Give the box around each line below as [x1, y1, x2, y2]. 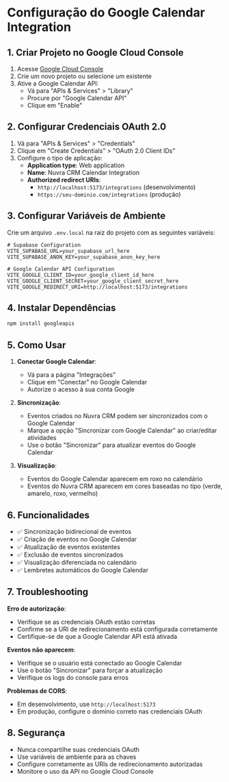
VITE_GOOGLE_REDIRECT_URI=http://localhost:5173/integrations [7, 283, 188, 291]
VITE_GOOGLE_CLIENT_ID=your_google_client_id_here [7, 271, 154, 278]
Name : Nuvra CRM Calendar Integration [27, 168, 140, 176]
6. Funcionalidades [7, 509, 90, 521]
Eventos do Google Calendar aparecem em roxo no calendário [27, 475, 203, 483]
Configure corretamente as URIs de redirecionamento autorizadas [16, 759, 203, 768]
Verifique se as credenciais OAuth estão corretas [16, 618, 156, 626]
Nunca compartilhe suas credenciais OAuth [16, 745, 140, 753]
